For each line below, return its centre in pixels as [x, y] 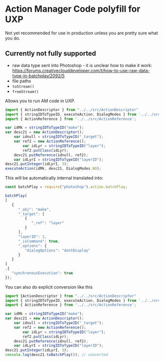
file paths [21, 81]
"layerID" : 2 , [32, 237]
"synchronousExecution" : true [42, 273]
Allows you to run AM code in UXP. [40, 101]
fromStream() [25, 91]
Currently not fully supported [51, 54]
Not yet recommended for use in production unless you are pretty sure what [82, 33]
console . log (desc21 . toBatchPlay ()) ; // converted [57, 355]
